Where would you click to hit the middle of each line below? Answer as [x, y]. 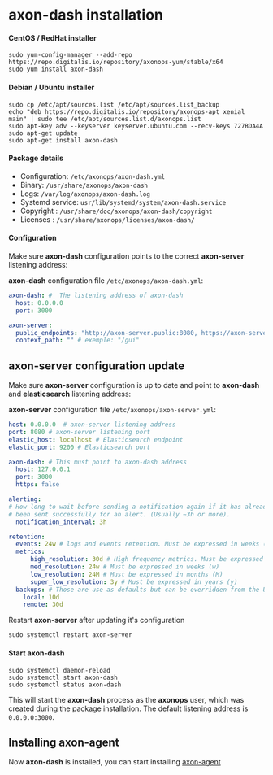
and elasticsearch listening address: [70, 394]
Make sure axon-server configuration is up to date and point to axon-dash [134, 385]
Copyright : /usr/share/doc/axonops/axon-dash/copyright [116, 211]
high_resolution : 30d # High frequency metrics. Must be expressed [147, 559]
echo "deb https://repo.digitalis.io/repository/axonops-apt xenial [127, 111]
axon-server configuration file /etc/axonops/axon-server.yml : [113, 410]
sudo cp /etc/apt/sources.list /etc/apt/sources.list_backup [114, 104]
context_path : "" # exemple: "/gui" [78, 340]
